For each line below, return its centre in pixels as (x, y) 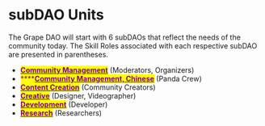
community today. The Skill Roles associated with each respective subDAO (133, 45)
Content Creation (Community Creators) (88, 87)
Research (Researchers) (61, 113)
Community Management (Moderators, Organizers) (107, 69)
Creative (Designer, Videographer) (78, 95)
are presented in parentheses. (59, 54)
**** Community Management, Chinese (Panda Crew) (111, 78)
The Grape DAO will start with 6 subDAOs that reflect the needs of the (124, 37)
